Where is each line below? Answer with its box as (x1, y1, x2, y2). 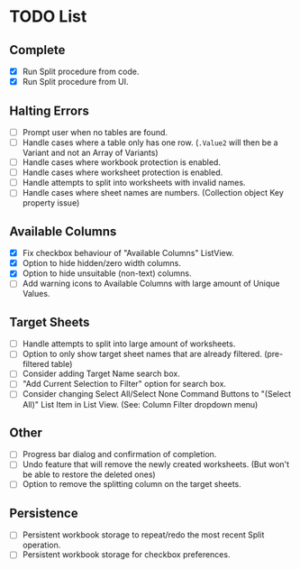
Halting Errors (9, 103, 90, 118)
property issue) (22, 197, 80, 208)
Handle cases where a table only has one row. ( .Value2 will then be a (22, 137, 278, 148)
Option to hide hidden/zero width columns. (22, 258, 182, 269)
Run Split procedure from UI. (22, 77, 129, 87)
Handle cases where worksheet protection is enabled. (22, 167, 223, 178)
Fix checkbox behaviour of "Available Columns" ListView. (22, 248, 234, 259)
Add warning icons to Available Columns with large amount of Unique (22, 278, 280, 289)
